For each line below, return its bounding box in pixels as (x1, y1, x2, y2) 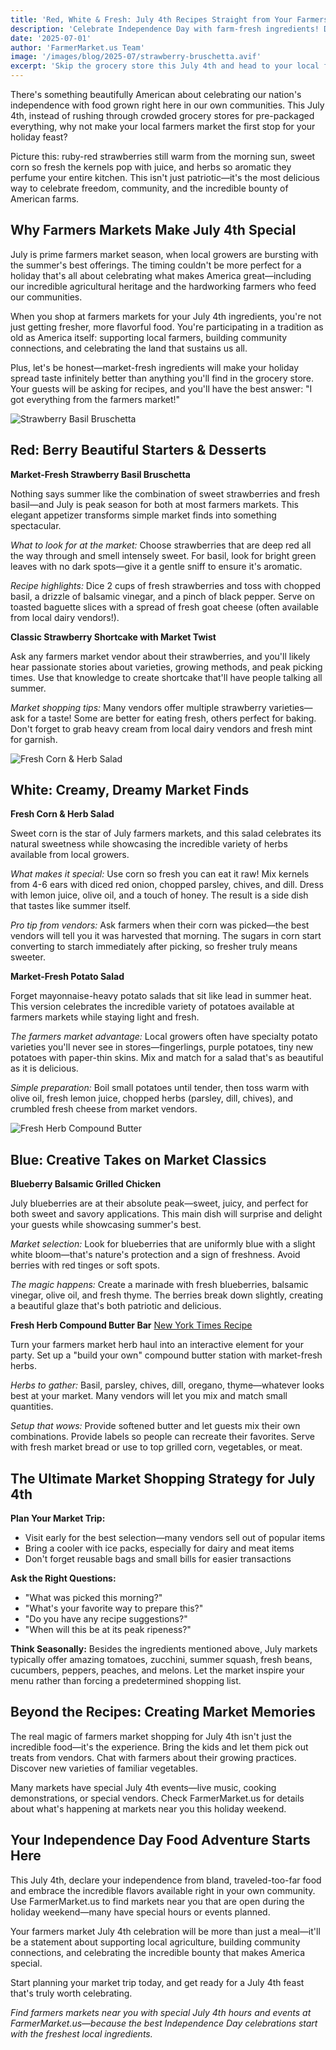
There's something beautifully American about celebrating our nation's (10, 89, 302, 100)
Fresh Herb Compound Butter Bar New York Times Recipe (10, 1319, 253, 1331)
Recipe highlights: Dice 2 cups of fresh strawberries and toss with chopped (10, 579, 322, 591)
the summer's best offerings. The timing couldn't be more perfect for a (10, 259, 302, 271)
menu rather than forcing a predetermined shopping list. (10, 1675, 242, 1687)
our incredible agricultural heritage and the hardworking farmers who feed (10, 280, 317, 292)
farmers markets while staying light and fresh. (10, 1011, 200, 1023)
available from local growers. (10, 849, 130, 861)
